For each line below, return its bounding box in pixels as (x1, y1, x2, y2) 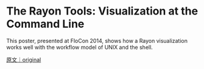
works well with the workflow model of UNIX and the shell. (6, 44, 153, 51)
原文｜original (6, 56, 41, 63)
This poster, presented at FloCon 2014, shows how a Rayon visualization (6, 37, 188, 44)
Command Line (6, 17, 85, 31)
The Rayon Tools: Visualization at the (6, 4, 199, 18)
